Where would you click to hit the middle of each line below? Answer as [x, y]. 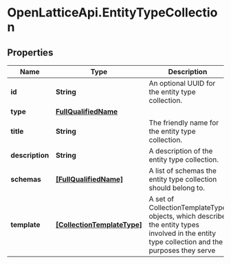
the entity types [174, 225]
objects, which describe [187, 216]
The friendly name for [184, 123]
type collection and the [186, 242]
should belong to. [177, 188]
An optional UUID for [182, 83]
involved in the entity [183, 233]
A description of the [181, 151]
